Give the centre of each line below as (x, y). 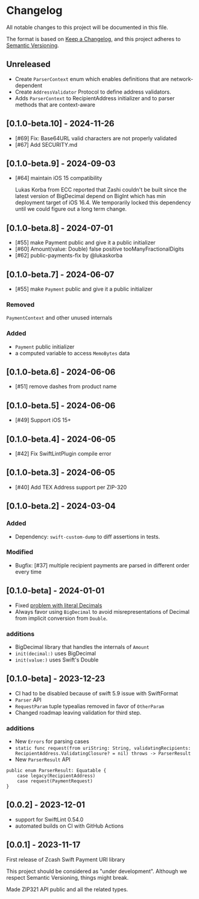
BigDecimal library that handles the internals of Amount (82, 646)
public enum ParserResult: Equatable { (56, 771)
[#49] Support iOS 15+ (43, 420)
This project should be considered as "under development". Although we (97, 871)
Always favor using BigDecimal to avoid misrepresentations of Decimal (102, 611)
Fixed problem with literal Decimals (58, 605)
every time (28, 572)
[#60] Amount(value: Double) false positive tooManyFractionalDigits (99, 249)
